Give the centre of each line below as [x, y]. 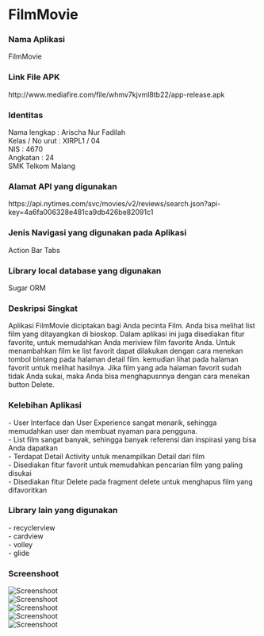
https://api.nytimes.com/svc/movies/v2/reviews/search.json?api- [115, 204]
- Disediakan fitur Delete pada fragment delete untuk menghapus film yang [131, 481]
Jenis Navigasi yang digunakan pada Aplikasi [98, 233]
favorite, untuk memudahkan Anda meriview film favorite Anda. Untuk [122, 343]
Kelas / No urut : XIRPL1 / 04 [54, 141]
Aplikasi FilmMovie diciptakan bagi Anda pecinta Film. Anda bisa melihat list [132, 326]
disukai [20, 473]
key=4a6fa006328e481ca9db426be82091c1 [81, 213]
